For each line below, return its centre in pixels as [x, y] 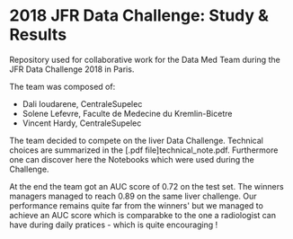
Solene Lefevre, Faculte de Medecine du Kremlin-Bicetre [127, 113]
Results [38, 35]
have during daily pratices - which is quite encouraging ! [114, 225]
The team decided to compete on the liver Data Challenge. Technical [136, 140]
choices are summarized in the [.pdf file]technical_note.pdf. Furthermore [144, 150]
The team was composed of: [62, 86]
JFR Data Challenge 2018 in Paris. [72, 69]
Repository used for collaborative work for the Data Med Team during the [145, 59]
